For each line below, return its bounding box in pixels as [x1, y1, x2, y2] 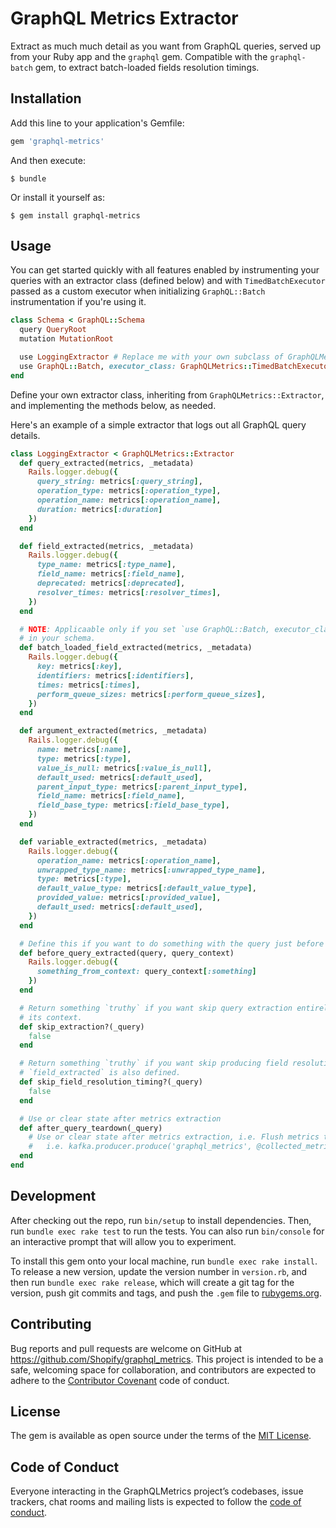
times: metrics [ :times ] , [36, 680, 141, 690]
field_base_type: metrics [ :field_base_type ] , [36, 800, 230, 811]
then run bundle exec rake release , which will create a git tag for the [10, 1276, 295, 1288]
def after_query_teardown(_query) [19, 1123, 163, 1133]
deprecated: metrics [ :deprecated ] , [36, 578, 186, 589]
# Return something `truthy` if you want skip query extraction [19, 1003, 293, 1013]
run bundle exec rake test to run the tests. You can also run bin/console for [10, 1225, 325, 1237]
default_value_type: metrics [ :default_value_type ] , [36, 883, 257, 894]
